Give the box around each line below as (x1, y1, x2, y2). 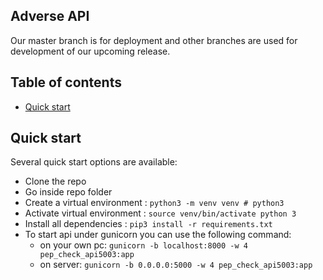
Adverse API (10, 8, 90, 25)
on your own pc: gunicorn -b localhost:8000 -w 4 (39, 239, 248, 251)
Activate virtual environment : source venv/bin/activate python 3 (24, 207, 297, 219)
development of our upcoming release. (10, 45, 171, 57)
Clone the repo (24, 175, 87, 188)
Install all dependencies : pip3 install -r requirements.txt (24, 218, 273, 230)
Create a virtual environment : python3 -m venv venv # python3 (24, 197, 285, 209)
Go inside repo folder (24, 186, 113, 198)
